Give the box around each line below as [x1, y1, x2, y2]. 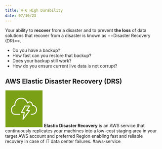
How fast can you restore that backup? [12, 52, 91, 59]
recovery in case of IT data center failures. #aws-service [5, 138, 121, 145]
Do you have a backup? [12, 47, 61, 53]
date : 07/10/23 [5, 13, 37, 18]
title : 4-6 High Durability [5, 8, 63, 13]
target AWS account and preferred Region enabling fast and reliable [5, 133, 143, 139]
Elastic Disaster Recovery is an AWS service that [43, 123, 145, 129]
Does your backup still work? [12, 58, 72, 63]
